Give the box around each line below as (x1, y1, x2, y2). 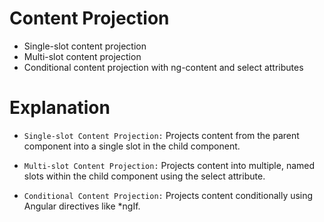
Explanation (9, 97, 111, 119)
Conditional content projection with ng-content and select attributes (23, 61, 304, 73)
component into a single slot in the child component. (23, 140, 241, 152)
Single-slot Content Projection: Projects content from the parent (23, 129, 300, 141)
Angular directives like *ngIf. (23, 200, 141, 212)
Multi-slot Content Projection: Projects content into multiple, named (23, 159, 316, 171)
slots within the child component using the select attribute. (23, 170, 266, 182)
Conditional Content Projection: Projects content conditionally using (23, 189, 314, 201)
